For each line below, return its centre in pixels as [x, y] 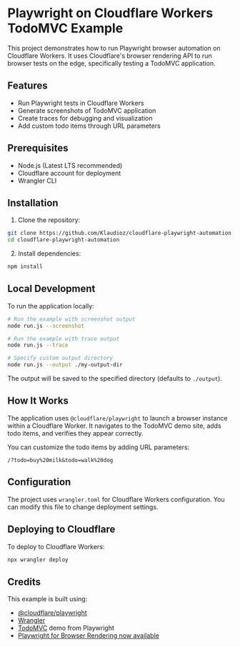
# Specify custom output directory [60, 358]
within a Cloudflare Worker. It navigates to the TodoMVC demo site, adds [114, 426]
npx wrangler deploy [38, 560]
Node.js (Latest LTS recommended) [70, 165]
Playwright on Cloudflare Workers [110, 13]
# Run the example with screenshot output [71, 319]
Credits [24, 582]
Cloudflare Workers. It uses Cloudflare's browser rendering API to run [110, 56]
